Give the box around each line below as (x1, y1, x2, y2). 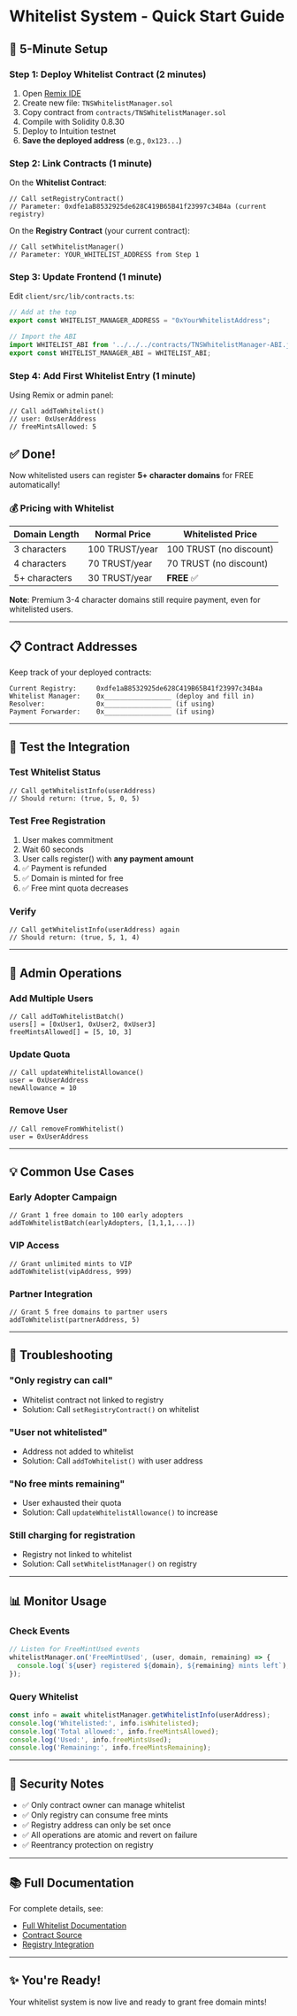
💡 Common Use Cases (9, 1164, 134, 1179)
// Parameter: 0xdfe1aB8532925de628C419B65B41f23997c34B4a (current (9, 202, 267, 212)
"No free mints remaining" (9, 1477, 126, 1489)
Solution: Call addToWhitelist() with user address (21, 1455, 203, 1466)
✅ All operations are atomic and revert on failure (21, 1830, 198, 1841)
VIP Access (9, 1240, 60, 1252)
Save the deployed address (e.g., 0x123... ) (21, 135, 183, 145)
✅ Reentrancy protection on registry (21, 1840, 154, 1850)
